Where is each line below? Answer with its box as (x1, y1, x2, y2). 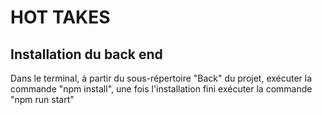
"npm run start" (10, 94, 75, 105)
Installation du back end (10, 46, 163, 63)
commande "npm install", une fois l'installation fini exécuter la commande (10, 83, 313, 95)
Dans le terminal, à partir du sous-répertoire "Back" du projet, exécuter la (10, 72, 313, 84)
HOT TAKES (10, 6, 111, 29)
